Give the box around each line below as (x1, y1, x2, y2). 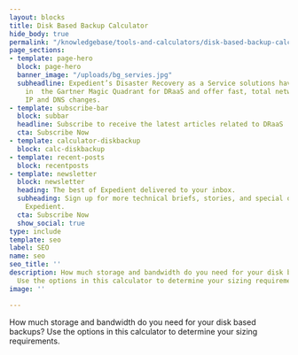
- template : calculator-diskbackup (9, 136, 141, 145)
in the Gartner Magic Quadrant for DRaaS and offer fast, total (25, 87, 272, 96)
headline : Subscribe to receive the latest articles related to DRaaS (17, 120, 284, 129)
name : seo (9, 251, 46, 261)
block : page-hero (17, 63, 82, 72)
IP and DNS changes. (25, 95, 101, 104)
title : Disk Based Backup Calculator (9, 21, 149, 30)
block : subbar (17, 112, 69, 120)
